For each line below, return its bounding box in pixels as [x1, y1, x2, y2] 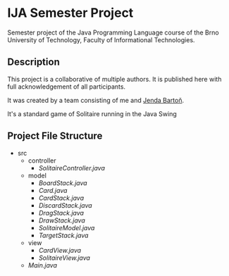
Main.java [27, 261, 58, 269]
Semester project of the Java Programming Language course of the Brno [7, 28, 220, 37]
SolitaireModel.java [38, 223, 95, 232]
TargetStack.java [38, 231, 89, 239]
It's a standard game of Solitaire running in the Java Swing [7, 109, 178, 118]
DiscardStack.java [38, 201, 93, 209]
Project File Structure [7, 130, 103, 142]
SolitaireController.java [38, 163, 106, 172]
